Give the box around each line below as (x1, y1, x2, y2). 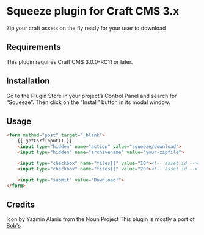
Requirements (6, 42, 61, 52)
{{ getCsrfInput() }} (17, 138, 72, 144)
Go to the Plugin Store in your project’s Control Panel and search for (6, 92, 177, 99)
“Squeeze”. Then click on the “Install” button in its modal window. (6, 99, 170, 106)
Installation (6, 76, 50, 86)
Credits (6, 199, 35, 209)
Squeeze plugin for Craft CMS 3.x (6, 4, 180, 18)
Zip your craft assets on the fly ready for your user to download (6, 24, 166, 32)
